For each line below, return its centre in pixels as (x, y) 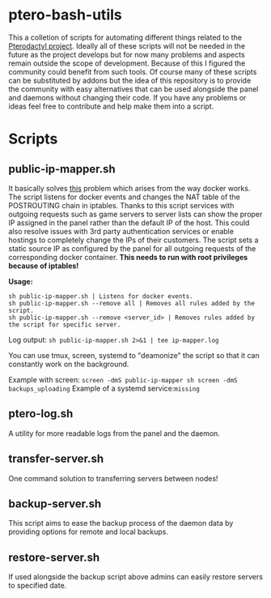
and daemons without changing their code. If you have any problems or (127, 97)
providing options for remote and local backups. (88, 532)
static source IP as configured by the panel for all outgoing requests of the (132, 248)
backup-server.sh (55, 504)
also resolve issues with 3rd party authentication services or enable (121, 231)
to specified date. (38, 586)
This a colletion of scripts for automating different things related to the (125, 37)
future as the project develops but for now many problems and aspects (127, 54)
